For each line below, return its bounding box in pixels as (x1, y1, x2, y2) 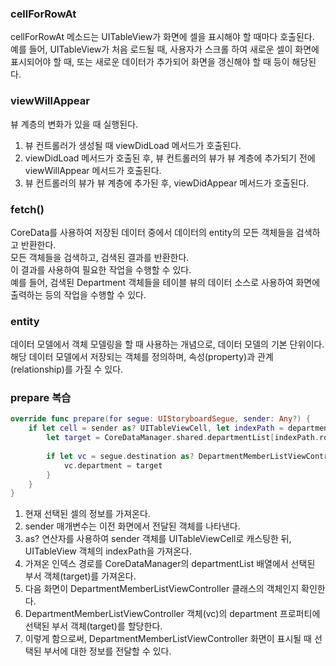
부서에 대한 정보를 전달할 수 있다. (43, 645, 172, 657)
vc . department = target (63, 460, 163, 471)
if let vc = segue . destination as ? (46, 451, 195, 461)
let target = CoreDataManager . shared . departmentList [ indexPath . (46, 433, 320, 443)
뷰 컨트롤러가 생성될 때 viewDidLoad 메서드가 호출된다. (24, 139, 242, 151)
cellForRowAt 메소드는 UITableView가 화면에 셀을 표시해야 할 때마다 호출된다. (10, 31, 315, 43)
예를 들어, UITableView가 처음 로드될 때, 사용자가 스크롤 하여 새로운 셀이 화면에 (10, 43, 320, 56)
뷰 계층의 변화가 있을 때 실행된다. (10, 118, 139, 130)
